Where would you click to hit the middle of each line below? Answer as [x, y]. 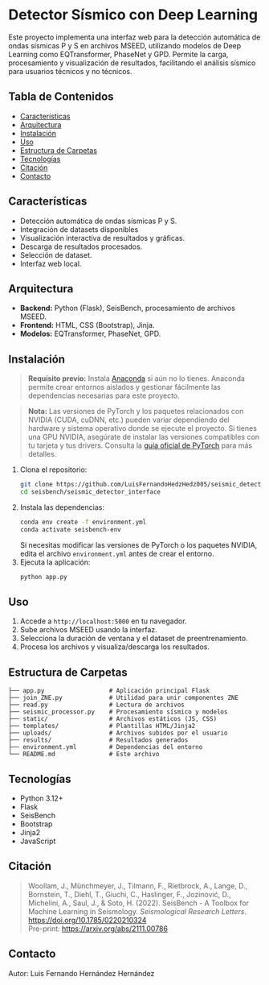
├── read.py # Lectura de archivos [96, 705]
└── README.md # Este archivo [84, 755]
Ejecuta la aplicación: [55, 562]
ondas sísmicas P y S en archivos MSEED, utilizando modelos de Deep [125, 45]
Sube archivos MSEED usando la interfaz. [89, 630]
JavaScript [38, 841]
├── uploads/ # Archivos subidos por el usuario [118, 733]
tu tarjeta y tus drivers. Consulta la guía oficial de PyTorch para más [140, 445]
